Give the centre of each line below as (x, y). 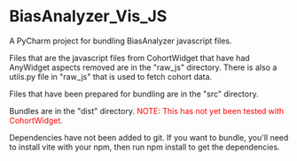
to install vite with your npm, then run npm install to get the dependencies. (145, 147)
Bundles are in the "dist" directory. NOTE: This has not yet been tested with (147, 111)
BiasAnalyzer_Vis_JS (88, 16)
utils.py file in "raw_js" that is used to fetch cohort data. (111, 76)
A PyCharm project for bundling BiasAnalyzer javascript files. (121, 41)
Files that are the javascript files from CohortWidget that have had (129, 57)
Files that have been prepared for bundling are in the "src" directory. (134, 94)
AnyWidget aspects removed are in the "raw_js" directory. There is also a (143, 67)
